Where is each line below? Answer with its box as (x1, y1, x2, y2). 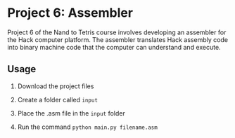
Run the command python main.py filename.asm (17, 123, 158, 131)
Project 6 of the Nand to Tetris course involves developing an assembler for (7, 28, 227, 36)
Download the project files (17, 82, 94, 90)
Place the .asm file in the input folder (17, 109, 125, 117)
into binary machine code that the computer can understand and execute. (7, 43, 221, 51)
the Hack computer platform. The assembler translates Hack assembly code (7, 35, 229, 43)
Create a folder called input (17, 95, 99, 104)
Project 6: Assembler (7, 5, 134, 21)
